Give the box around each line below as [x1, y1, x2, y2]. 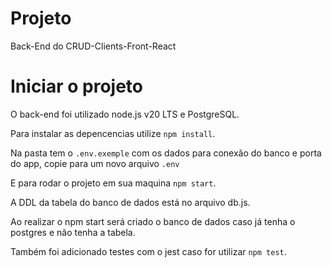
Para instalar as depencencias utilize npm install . [10, 127, 216, 139]
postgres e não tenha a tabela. [10, 226, 136, 238]
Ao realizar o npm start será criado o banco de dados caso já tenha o [10, 215, 296, 227]
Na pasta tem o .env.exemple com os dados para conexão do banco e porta [10, 147, 322, 159]
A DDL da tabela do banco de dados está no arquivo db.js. [10, 196, 251, 208]
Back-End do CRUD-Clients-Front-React [10, 40, 177, 52]
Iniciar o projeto [10, 75, 143, 98]
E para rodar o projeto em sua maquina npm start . [10, 177, 217, 189]
